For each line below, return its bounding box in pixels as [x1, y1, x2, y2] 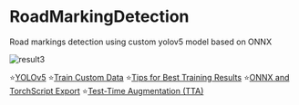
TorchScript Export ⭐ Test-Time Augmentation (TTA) [9, 85, 204, 96]
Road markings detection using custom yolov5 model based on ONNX [9, 36, 272, 47]
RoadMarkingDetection [9, 6, 190, 27]
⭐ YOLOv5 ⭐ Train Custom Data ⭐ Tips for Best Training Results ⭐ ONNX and [9, 72, 290, 82]
